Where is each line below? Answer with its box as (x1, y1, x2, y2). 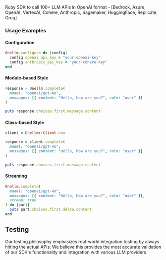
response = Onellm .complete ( (5, 86, 65, 91)
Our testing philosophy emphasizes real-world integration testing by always (5, 238, 160, 245)
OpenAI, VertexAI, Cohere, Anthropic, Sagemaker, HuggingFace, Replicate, (5, 9, 158, 15)
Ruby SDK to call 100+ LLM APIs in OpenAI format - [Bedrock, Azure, (5, 4, 146, 10)
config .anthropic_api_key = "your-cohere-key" (9, 60, 108, 65)
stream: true (9, 198, 37, 203)
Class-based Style (5, 119, 45, 126)
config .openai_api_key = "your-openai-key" (9, 55, 101, 60)
